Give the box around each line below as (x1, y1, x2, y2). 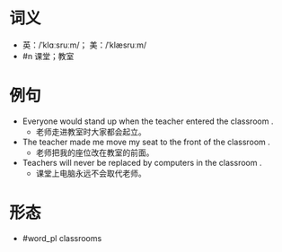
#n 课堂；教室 (22, 50, 75, 61)
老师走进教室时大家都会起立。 (35, 126, 146, 137)
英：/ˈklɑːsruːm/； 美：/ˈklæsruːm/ (22, 39, 147, 50)
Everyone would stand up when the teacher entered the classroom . (22, 116, 274, 126)
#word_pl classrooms (22, 232, 102, 243)
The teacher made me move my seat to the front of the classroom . (22, 136, 271, 147)
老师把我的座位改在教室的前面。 (35, 147, 154, 158)
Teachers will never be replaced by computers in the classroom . (22, 157, 262, 168)
